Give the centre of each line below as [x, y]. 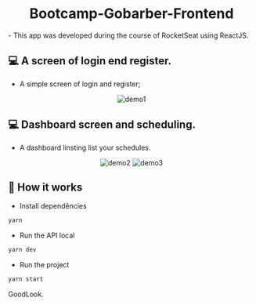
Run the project [44, 265]
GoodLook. [26, 294]
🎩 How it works [45, 187]
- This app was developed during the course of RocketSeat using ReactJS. [128, 35]
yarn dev [22, 250]
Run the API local [47, 235]
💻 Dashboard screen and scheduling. [102, 125]
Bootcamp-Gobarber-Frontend [132, 14]
